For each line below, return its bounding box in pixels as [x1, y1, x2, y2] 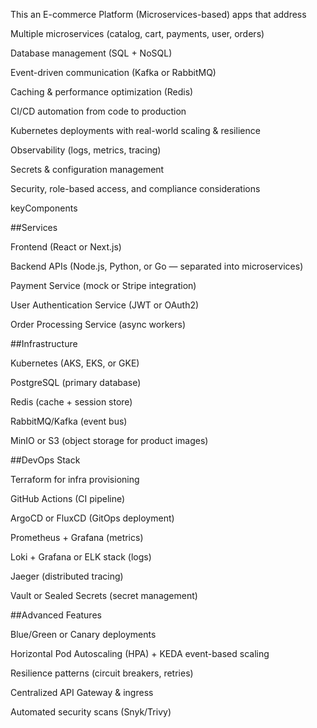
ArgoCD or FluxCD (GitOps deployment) [10, 512, 175, 524]
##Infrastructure [10, 338, 78, 349]
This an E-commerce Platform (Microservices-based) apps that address [10, 9, 307, 20]
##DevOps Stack [10, 454, 81, 466]
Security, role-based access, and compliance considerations [10, 183, 261, 194]
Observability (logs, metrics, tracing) [10, 144, 162, 156]
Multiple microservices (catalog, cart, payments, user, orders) [10, 28, 265, 39]
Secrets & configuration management [10, 164, 165, 175]
